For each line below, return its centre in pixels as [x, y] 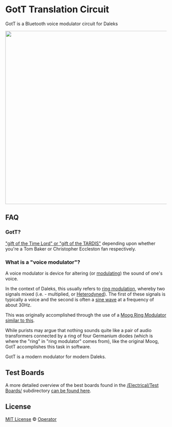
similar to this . [20, 320]
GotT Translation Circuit [57, 9]
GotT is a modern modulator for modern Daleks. [56, 356]
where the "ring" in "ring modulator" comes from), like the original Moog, [82, 341]
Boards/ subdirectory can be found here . [48, 391]
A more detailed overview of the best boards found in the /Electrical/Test [82, 385]
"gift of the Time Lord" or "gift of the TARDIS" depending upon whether [80, 243]
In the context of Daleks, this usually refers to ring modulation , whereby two [85, 288]
